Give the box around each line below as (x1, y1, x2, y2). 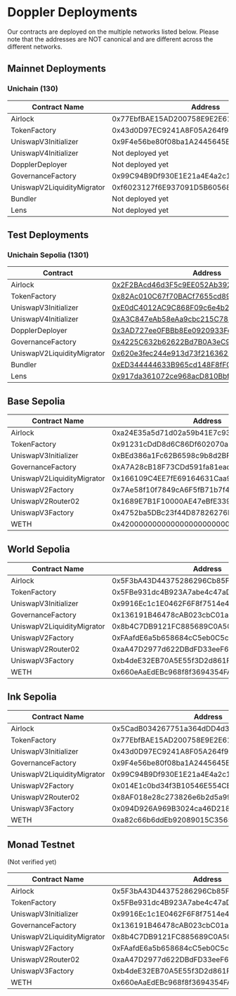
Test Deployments (7, 229, 89, 241)
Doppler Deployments (7, 4, 138, 20)
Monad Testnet (7, 839, 75, 851)
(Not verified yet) (7, 858, 57, 866)
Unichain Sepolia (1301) (7, 250, 89, 260)
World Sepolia (7, 543, 70, 555)
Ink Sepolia (7, 691, 58, 703)
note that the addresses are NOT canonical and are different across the (7, 34, 214, 43)
